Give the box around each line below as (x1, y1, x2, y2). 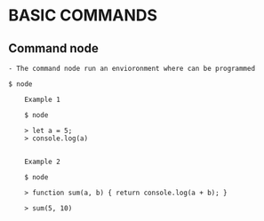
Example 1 (24, 95, 61, 104)
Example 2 (24, 157, 61, 166)
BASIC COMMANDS (8, 5, 157, 26)
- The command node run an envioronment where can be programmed (8, 64, 255, 73)
